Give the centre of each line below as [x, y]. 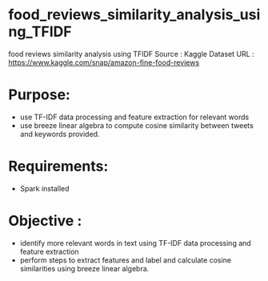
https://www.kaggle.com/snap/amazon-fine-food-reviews [104, 62]
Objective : [45, 221]
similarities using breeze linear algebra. [84, 268]
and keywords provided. [60, 134]
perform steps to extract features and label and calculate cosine [126, 260]
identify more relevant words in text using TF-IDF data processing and [136, 243]
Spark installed [44, 188]
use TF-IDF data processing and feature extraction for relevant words [134, 117]
